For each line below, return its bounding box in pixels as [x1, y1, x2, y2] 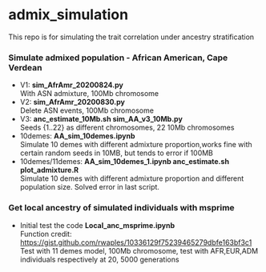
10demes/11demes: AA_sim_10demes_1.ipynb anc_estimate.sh [19, 157, 230, 166]
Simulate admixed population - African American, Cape [8, 52, 228, 63]
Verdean [8, 62, 42, 73]
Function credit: [19, 229, 72, 238]
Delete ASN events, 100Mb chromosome [19, 106, 155, 115]
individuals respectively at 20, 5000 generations [19, 254, 179, 264]
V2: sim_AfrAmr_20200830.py [19, 98, 126, 107]
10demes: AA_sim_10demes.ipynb [19, 131, 135, 141]
